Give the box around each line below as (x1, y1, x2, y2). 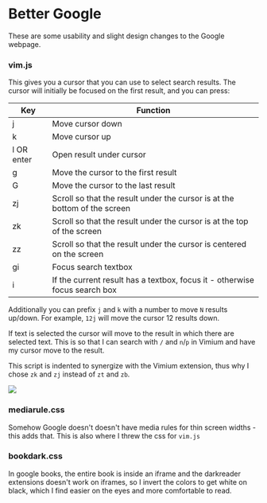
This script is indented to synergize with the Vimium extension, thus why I (8, 361, 250, 371)
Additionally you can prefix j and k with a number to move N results (8, 305, 228, 314)
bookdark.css (8, 450, 64, 462)
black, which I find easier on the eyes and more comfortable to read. (8, 485, 232, 495)
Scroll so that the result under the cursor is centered (52, 239, 247, 250)
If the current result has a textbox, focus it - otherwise (52, 275, 254, 286)
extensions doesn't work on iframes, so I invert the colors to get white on (8, 477, 248, 486)
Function (136, 105, 171, 116)
